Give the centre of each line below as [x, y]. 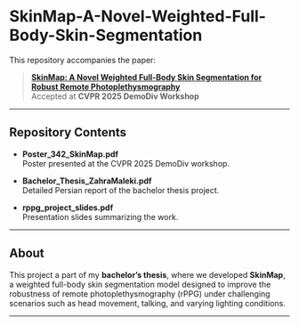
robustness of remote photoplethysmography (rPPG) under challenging [140, 293]
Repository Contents [68, 132]
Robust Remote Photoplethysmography [105, 86]
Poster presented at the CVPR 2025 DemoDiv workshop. [125, 163]
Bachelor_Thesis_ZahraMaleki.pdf [87, 181]
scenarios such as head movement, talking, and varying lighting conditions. [148, 303]
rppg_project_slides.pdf [68, 208]
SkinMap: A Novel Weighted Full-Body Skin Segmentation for [146, 77]
